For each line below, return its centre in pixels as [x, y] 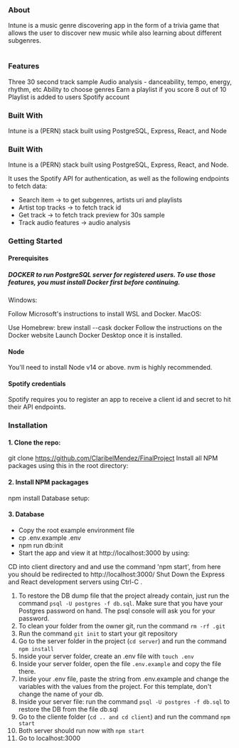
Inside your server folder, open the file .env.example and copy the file [119, 663]
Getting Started [35, 241]
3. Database [26, 514]
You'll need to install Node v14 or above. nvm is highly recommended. [110, 368]
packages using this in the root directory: [68, 466]
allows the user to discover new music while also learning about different [115, 33]
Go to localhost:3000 [49, 738]
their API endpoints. [37, 407]
